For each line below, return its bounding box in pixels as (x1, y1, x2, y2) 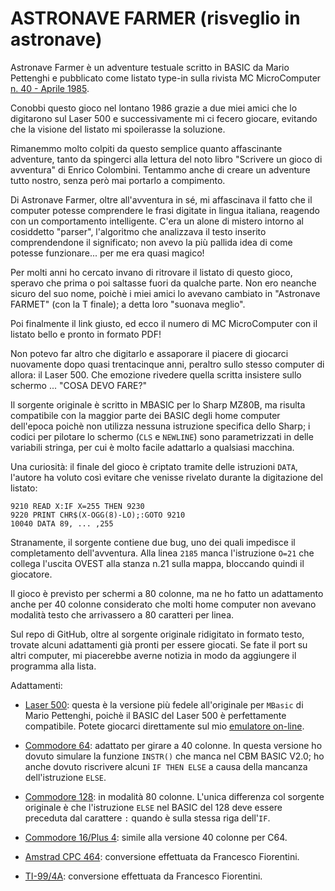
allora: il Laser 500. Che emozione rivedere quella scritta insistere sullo (10, 368, 302, 381)
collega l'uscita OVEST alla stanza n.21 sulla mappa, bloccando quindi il (10, 557, 305, 569)
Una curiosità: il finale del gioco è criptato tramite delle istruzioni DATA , (10, 460, 298, 472)
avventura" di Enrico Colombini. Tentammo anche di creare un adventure (10, 163, 311, 176)
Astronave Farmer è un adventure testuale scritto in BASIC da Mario (10, 61, 290, 73)
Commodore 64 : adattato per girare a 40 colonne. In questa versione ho (24, 739, 323, 751)
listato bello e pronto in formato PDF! (10, 328, 162, 340)
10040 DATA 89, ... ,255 (10, 518, 114, 529)
